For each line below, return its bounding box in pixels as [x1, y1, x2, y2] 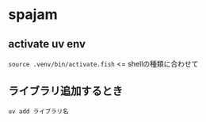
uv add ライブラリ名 [8, 107, 69, 116]
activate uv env [8, 37, 86, 51]
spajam [8, 6, 58, 24]
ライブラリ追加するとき [8, 85, 123, 98]
